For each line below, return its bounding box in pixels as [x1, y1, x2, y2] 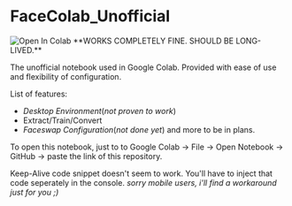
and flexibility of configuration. [10, 71, 122, 81]
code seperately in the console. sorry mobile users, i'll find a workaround [10, 177, 277, 187]
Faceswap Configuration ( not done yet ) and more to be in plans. [22, 124, 256, 134]
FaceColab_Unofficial [10, 6, 171, 27]
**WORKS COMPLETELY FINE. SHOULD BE [73, 35, 234, 46]
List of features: [10, 88, 68, 99]
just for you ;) [10, 187, 59, 197]
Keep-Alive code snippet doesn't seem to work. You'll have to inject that [10, 168, 273, 179]
